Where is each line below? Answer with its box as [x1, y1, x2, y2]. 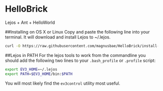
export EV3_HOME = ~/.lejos [5, 67, 57, 72]
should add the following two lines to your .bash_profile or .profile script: [5, 57, 156, 63]
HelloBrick [5, 3, 48, 15]
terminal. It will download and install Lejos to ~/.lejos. [5, 34, 111, 40]
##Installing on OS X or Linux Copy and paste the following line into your [5, 29, 150, 35]
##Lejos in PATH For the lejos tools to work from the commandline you [5, 52, 146, 58]
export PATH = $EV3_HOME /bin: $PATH [5, 72, 73, 76]
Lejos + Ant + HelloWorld [5, 19, 55, 25]
